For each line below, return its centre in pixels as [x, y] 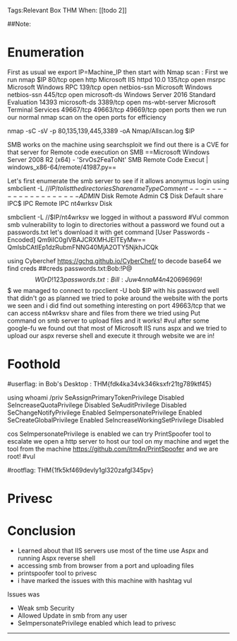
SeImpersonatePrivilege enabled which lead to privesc [97, 623]
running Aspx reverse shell [56, 558]
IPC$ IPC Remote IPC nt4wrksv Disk [60, 203]
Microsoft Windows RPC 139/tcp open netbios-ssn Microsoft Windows [110, 87]
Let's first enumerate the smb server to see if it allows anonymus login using [118, 180]
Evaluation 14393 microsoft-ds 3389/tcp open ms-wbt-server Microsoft [112, 102]
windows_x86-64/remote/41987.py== [62, 167]
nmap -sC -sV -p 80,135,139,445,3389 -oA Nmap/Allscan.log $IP [101, 131]
